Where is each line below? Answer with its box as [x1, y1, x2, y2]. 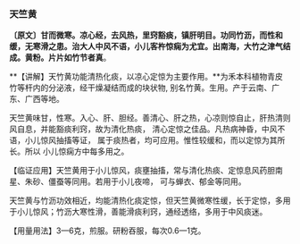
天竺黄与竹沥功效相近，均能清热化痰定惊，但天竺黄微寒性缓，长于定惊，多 [9, 195, 283, 206]
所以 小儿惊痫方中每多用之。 [24, 146, 129, 157]
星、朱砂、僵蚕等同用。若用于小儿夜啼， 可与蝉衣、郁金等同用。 [9, 176, 246, 187]
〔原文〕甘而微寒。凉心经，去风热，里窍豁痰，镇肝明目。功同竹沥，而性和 [9, 29, 283, 41]
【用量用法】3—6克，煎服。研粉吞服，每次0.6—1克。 [9, 225, 206, 236]
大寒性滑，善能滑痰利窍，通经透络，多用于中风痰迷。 [71, 206, 268, 217]
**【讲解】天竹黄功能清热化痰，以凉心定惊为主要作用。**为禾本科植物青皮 [9, 72, 284, 82]
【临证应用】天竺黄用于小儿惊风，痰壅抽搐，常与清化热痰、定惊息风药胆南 [9, 165, 283, 176]
